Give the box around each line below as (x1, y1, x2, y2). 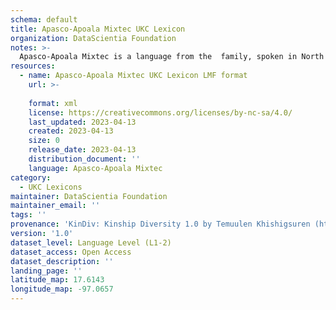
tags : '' (10, 210, 47, 220)
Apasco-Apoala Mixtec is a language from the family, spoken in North (19, 52, 325, 62)
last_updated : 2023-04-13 (28, 117, 137, 127)
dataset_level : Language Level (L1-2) (10, 237, 172, 248)
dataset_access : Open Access (10, 247, 132, 257)
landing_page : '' (10, 266, 83, 276)
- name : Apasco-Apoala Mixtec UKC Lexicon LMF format (19, 71, 248, 81)
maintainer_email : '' (10, 201, 101, 211)
